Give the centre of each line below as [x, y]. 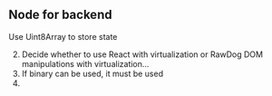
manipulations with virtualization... [85, 63]
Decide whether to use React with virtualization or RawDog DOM [142, 54]
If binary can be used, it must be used [92, 73]
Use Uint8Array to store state [63, 36]
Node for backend [60, 15]
